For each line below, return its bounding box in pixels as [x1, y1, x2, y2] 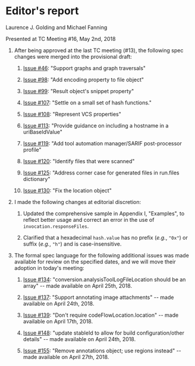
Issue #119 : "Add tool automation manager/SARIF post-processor [23, 139, 182, 147]
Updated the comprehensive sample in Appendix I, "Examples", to [23, 209, 185, 217]
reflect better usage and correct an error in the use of [23, 216, 155, 223]
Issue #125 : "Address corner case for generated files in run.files [23, 169, 180, 176]
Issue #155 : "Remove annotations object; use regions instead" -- [23, 347, 182, 354]
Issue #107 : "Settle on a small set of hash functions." [23, 99, 152, 106]
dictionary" [23, 175, 51, 182]
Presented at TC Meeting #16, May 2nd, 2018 [5, 35, 116, 42]
